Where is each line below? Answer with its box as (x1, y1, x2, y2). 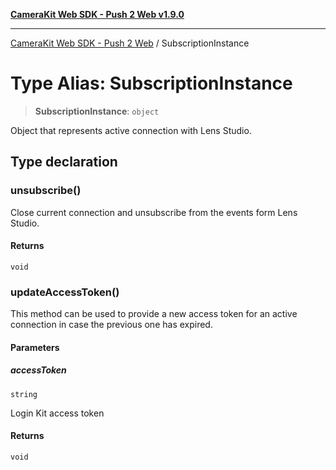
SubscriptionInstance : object (34, 105, 160, 117)
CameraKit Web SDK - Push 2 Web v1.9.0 (10, 9, 185, 20)
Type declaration (10, 154, 118, 171)
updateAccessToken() (10, 285, 120, 299)
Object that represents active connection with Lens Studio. (10, 124, 252, 136)
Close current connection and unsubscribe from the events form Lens (10, 206, 298, 218)
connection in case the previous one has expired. (10, 319, 213, 331)
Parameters (10, 341, 60, 353)
